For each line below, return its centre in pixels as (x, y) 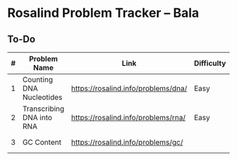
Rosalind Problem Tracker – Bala (103, 13)
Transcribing (43, 109)
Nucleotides (42, 97)
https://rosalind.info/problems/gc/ (127, 142)
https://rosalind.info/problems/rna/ (128, 118)
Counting (37, 79)
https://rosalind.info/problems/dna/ (129, 88)
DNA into (37, 118)
